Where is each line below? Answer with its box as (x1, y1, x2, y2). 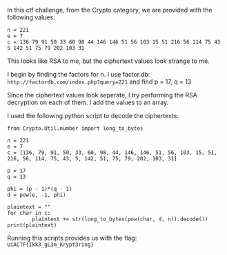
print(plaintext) (7, 222, 57, 229)
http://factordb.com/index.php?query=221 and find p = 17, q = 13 (7, 77, 192, 86)
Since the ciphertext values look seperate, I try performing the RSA (7, 91, 198, 99)
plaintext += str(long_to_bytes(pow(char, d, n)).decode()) (32, 216, 208, 223)
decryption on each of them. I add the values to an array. (7, 98, 169, 106)
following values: (7, 13, 55, 21)
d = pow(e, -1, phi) (7, 191, 67, 198)
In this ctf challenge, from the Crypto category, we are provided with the (7, 6, 213, 14)
